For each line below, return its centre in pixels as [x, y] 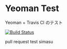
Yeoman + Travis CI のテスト [34, 22]
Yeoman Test [32, 8]
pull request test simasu [29, 41]
